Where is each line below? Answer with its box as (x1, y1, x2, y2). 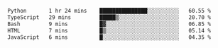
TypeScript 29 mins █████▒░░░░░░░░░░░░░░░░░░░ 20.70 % (7, 13, 212, 21)
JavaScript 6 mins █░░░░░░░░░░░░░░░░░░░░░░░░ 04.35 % (7, 33, 212, 41)
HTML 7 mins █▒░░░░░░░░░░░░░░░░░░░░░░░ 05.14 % (7, 27, 212, 34)
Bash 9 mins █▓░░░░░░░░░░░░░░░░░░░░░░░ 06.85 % (7, 20, 212, 28)
